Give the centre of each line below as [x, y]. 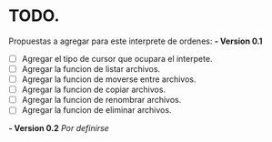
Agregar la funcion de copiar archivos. [93, 90]
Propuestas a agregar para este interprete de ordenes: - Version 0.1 [136, 41]
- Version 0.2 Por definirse [59, 128]
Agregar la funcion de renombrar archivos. [101, 100]
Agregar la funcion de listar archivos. [91, 69]
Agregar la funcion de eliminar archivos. [96, 110]
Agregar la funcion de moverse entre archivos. [109, 79]
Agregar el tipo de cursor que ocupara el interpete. [117, 58]
